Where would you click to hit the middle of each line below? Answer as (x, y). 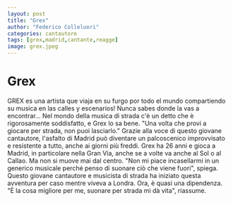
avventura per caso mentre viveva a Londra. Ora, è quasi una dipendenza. (115, 183)
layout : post (26, 14)
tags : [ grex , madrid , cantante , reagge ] (63, 40)
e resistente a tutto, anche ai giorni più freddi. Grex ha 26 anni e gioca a (112, 146)
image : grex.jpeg (33, 46)
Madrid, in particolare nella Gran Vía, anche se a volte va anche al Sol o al (114, 153)
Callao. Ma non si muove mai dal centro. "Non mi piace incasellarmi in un (113, 160)
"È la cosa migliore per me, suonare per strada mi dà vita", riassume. (107, 190)
